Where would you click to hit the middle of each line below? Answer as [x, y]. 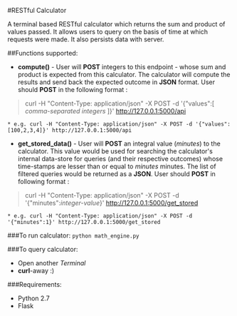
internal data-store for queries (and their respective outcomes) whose [120, 159]
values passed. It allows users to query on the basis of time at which [108, 32]
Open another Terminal [52, 263]
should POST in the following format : [73, 90]
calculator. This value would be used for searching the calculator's [115, 151]
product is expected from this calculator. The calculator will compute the [124, 75]
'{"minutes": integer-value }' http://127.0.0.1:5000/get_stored [111, 203]
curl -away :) [36, 271]
